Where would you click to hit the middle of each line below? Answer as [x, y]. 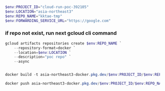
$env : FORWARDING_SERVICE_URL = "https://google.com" [58, 21]
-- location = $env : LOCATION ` [42, 52]
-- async [22, 62]
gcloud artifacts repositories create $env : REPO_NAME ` [63, 43]
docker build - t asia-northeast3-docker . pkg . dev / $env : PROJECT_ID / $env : [80, 75]
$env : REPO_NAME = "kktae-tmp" [34, 16]
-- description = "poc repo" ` [42, 57]
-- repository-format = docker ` [45, 48]
